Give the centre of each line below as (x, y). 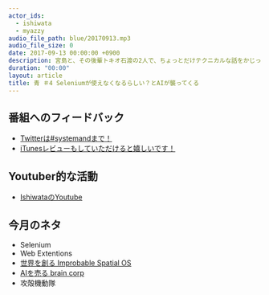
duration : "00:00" (39, 68)
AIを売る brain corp (52, 272)
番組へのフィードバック (66, 117)
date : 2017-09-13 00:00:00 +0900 (64, 53)
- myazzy (30, 31)
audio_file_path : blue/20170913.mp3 (69, 38)
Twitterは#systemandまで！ (66, 138)
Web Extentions (46, 253)
